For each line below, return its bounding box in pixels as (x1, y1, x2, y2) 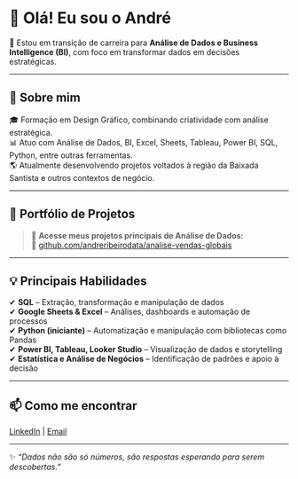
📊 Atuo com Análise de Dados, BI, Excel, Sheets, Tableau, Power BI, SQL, (9, 137, 278, 147)
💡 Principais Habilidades (9, 273, 147, 288)
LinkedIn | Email (9, 426, 67, 437)
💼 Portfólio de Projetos (9, 207, 136, 222)
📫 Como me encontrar (9, 398, 137, 413)
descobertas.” (9, 461, 61, 473)
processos (9, 316, 48, 326)
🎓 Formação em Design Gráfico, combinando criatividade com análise (9, 114, 269, 125)
